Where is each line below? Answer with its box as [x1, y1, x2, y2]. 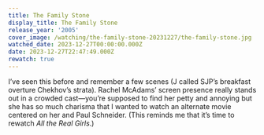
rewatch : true [8, 56, 55, 64]
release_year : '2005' [8, 26, 80, 34]
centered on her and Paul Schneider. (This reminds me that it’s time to [8, 110, 235, 119]
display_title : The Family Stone [8, 19, 118, 27]
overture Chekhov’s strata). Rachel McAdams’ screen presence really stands [8, 85, 257, 94]
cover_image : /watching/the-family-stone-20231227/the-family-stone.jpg [8, 33, 252, 42]
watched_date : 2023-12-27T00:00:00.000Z [8, 41, 143, 49]
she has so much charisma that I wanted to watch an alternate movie [8, 101, 232, 111]
